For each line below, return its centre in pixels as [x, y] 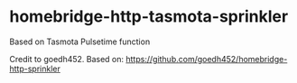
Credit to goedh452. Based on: [67, 59]
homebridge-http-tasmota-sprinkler [149, 17]
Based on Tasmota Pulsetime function [80, 41]
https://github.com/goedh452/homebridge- [207, 59]
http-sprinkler [35, 69]
